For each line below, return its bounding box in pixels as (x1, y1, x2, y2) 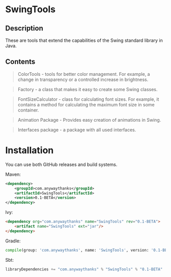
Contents (5, 58, 36, 66)
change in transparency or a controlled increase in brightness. (17, 76, 149, 82)
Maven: (5, 171, 21, 177)
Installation (5, 145, 54, 156)
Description (5, 24, 43, 33)
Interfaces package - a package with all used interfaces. (17, 126, 136, 133)
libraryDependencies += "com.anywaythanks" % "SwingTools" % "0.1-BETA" (5, 266, 163, 272)
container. (17, 107, 39, 113)
